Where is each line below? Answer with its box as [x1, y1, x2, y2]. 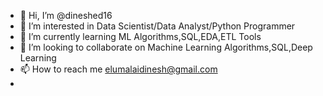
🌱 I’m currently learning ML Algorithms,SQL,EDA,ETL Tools [19, 31, 262, 42]
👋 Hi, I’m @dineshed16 [19, 10, 113, 21]
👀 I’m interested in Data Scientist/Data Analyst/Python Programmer [19, 20, 296, 32]
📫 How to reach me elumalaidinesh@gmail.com [19, 63, 218, 75]
